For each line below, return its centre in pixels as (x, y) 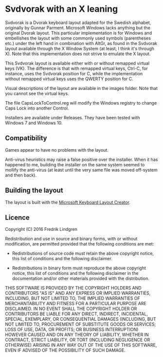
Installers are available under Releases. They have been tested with (72, 117)
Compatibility (26, 138)
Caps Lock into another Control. (37, 108)
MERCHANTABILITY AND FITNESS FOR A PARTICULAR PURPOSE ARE (76, 304)
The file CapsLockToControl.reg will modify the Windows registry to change (81, 103)
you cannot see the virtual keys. (37, 93)
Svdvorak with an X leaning (62, 9)
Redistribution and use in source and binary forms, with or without (71, 239)
